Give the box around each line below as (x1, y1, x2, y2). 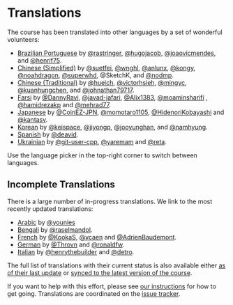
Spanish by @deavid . (17, 130, 79, 139)
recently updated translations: (7, 204, 93, 213)
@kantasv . (17, 115, 48, 123)
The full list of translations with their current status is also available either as (7, 261, 226, 269)
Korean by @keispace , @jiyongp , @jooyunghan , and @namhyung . (17, 123, 208, 131)
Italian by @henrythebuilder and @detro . (17, 247, 135, 256)
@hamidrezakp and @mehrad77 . (17, 100, 112, 109)
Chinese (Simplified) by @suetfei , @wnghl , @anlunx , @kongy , (17, 63, 196, 72)
